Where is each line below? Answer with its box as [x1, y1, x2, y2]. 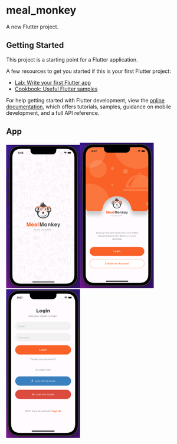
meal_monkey [6, 4, 77, 17]
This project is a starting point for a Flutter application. [6, 56, 138, 63]
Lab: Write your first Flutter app [14, 79, 91, 86]
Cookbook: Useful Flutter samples [14, 85, 98, 92]
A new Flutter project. [6, 23, 59, 30]
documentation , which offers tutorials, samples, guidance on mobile [6, 103, 171, 110]
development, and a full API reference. [6, 109, 100, 116]
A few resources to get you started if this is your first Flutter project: [6, 67, 171, 75]
